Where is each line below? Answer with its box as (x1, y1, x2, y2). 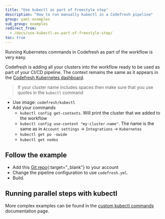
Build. (12, 174, 24, 180)
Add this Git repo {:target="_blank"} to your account (12, 164, 119, 170)
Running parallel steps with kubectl (5, 189, 117, 198)
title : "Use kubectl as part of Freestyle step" (5, 7, 108, 12)
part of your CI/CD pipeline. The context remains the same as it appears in (5, 69, 158, 75)
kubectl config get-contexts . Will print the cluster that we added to (19, 109, 160, 115)
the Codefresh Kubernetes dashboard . (5, 74, 84, 80)
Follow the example (5, 151, 67, 159)
